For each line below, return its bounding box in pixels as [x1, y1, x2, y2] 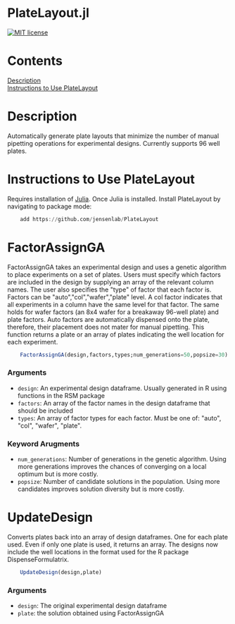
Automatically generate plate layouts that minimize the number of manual [7, 132, 220, 140]
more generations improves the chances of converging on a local [17, 463, 207, 471]
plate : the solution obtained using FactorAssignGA [17, 609, 165, 618]
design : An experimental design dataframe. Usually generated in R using [17, 384, 227, 392]
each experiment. [7, 337, 58, 346]
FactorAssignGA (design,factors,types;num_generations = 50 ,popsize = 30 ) [20, 351, 229, 358]
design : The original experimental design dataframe [17, 601, 167, 610]
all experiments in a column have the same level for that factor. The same [7, 300, 220, 308]
